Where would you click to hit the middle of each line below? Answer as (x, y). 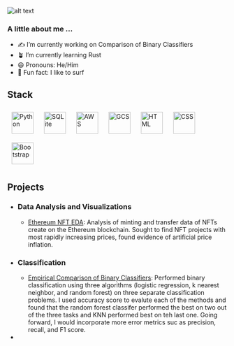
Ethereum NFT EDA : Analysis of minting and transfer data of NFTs (123, 222)
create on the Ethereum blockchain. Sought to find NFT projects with (126, 229)
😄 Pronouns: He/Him (48, 65)
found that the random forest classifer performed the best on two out (127, 308)
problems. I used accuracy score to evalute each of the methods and (127, 300)
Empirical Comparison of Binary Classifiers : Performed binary (116, 278)
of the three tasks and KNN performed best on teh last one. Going (123, 315)
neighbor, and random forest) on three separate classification (116, 293)
